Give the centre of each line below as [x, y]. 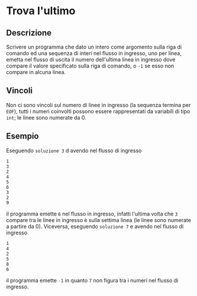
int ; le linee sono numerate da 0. [46, 117]
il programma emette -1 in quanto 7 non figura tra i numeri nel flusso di [92, 280]
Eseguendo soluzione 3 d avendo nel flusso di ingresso [74, 150]
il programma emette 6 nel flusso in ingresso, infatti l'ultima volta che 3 [92, 214]
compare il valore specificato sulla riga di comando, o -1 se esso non [90, 66]
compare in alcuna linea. [36, 72]
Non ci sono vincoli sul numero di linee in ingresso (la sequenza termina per [98, 105]
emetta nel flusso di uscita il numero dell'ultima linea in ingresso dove [91, 59]
